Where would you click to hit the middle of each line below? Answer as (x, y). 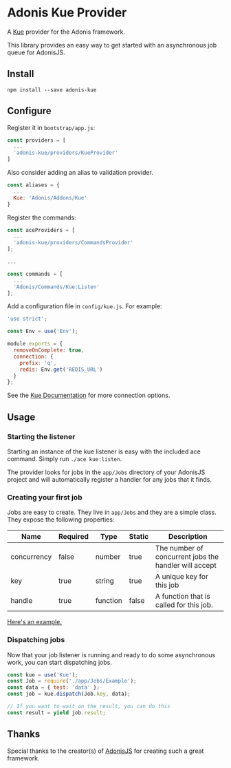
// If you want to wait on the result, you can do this (89, 707)
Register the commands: (42, 217)
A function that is (183, 597)
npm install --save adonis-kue (52, 90)
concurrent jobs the (187, 557)
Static (139, 537)
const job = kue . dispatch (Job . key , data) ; (69, 694)
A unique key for (181, 577)
